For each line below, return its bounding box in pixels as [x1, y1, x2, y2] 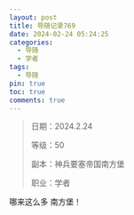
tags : [9, 63, 29, 72]
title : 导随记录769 [9, 21, 76, 30]
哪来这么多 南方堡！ [9, 196, 82, 207]
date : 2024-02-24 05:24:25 [9, 29, 109, 38]
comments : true [9, 95, 66, 105]
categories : [9, 37, 53, 47]
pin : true [9, 79, 46, 88]
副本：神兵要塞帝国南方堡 [30, 159, 125, 170]
